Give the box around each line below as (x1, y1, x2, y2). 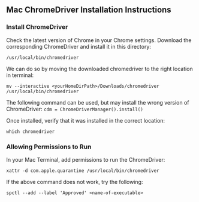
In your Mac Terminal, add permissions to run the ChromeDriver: (6, 156, 165, 163)
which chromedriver (6, 129, 55, 135)
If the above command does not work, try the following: (6, 178, 143, 185)
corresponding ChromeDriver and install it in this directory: (6, 43, 152, 50)
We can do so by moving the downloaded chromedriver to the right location (6, 65, 193, 72)
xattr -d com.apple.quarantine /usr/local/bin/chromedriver (6, 168, 160, 174)
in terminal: (6, 72, 34, 79)
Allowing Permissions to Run (6, 142, 92, 151)
